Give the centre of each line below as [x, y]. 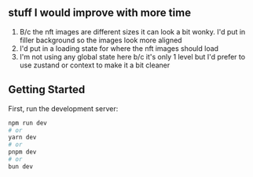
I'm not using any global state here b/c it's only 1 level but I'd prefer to [132, 56]
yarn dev [22, 137]
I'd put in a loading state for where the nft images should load [119, 48]
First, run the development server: [63, 108]
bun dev [21, 166]
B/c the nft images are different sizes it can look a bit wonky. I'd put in [132, 31]
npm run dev [27, 123]
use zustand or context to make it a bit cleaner [95, 65]
